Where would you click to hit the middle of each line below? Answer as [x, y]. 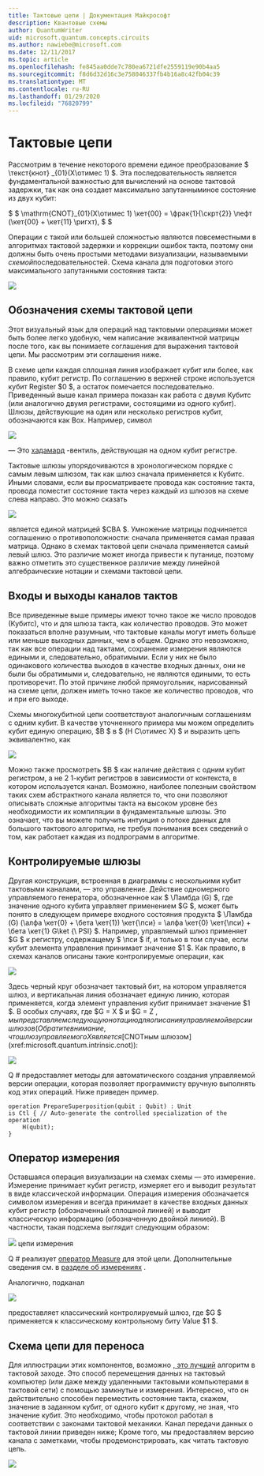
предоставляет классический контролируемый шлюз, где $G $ [115, 1313]
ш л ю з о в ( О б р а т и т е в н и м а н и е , [57, 1028]
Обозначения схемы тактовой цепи [100, 310]
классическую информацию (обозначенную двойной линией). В [117, 1219]
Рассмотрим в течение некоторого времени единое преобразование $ [128, 165]
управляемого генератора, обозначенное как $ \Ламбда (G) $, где [121, 897]
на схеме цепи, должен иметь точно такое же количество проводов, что [131, 690]
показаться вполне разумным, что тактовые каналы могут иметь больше [132, 632]
